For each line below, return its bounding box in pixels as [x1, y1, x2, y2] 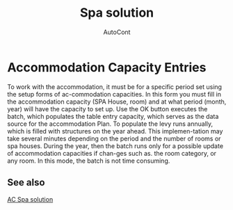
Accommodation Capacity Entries [7, 59, 207, 75]
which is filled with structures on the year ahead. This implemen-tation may [7, 127, 223, 135]
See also [7, 177, 45, 188]
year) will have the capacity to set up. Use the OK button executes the [7, 104, 208, 113]
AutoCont [103, 28, 131, 36]
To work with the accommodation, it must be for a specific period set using [7, 82, 223, 91]
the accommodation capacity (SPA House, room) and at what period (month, [7, 97, 227, 106]
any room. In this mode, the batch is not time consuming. [7, 156, 170, 165]
